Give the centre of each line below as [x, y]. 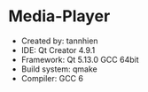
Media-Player [59, 16]
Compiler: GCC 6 [52, 78]
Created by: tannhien [59, 41]
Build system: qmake [59, 69]
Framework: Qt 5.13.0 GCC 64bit [80, 59]
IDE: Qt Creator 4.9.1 [58, 50]
